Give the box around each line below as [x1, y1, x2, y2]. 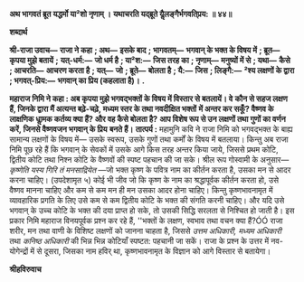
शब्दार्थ [9, 27, 28, 37]
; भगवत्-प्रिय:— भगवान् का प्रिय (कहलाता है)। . [9, 75, 146, 86]
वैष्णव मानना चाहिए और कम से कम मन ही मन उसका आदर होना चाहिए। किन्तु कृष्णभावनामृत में [9, 185, 273, 195]
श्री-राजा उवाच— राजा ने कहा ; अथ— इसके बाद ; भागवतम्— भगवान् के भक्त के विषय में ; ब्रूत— [9, 45, 280, 55]
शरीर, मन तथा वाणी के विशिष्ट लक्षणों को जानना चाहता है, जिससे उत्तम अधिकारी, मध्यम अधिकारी [9, 226, 282, 236]
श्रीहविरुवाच [9, 264, 43, 275]
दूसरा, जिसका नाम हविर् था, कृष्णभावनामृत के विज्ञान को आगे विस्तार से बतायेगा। [43, 246, 271, 257]
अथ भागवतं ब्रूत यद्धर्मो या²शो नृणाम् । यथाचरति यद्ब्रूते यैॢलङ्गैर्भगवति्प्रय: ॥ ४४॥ [9, 9, 233, 19]
